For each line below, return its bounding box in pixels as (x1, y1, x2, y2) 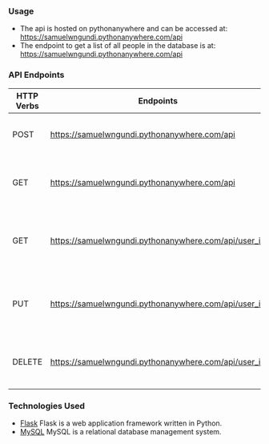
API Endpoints (8, 70, 65, 81)
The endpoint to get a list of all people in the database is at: (19, 41, 216, 50)
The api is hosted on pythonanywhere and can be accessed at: (19, 24, 228, 34)
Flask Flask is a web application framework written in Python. (19, 418, 223, 428)
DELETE (12, 356, 42, 367)
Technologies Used (8, 400, 86, 411)
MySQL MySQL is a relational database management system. (19, 426, 222, 436)
